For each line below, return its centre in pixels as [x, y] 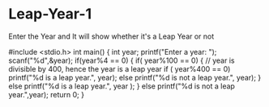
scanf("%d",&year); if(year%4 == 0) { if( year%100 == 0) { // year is [122, 60]
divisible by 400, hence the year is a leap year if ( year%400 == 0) [120, 68]
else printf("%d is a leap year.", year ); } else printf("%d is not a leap [122, 86]
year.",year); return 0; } [47, 94]
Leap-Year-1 [50, 14]
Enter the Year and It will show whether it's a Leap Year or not [111, 36]
